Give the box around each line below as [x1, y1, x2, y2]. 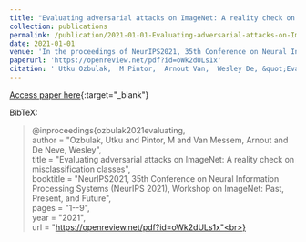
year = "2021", [31, 212, 87, 223]
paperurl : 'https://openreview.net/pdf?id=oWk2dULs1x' [9, 56, 222, 65]
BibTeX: [9, 107, 38, 118]
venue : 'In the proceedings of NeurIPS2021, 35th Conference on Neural [9, 47, 287, 57]
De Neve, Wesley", [31, 143, 102, 155]
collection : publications [9, 22, 107, 31]
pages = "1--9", [31, 202, 90, 213]
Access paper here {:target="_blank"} [9, 89, 149, 100]
